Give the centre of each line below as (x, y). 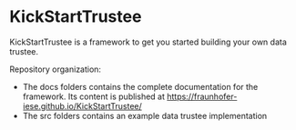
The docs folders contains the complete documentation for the (140, 86)
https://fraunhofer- (202, 96)
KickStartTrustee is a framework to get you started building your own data (148, 42)
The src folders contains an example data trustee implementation (145, 115)
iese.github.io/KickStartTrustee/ (82, 105)
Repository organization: (56, 69)
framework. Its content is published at (94, 96)
